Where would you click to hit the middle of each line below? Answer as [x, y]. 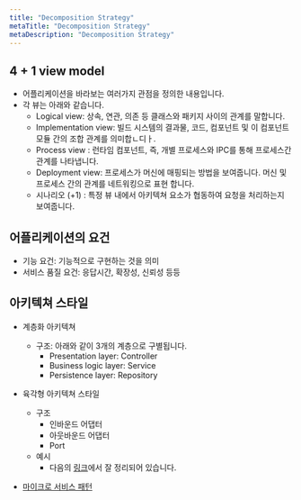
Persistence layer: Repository [103, 375]
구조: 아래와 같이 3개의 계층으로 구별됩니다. [111, 345]
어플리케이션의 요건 [60, 237]
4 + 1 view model [57, 71]
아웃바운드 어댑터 [80, 435]
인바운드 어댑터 [76, 423]
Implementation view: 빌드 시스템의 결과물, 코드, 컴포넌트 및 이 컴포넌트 [163, 128]
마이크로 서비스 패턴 [57, 486]
